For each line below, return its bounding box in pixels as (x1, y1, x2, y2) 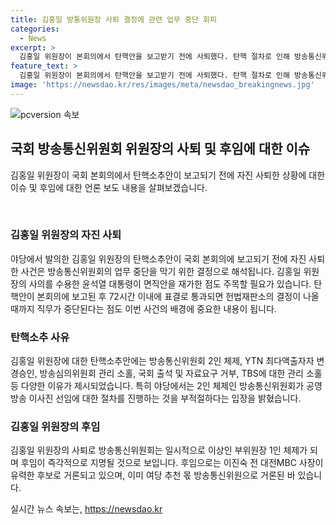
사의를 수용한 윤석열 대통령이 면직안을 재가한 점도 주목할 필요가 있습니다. (28, 277, 312, 290)
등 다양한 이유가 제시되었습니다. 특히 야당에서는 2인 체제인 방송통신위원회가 (10, 380, 305, 392)
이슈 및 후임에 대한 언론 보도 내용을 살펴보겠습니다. (10, 181, 208, 193)
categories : (10, 24, 60, 34)
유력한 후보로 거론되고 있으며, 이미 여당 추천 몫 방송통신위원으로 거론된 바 (10, 469, 296, 481)
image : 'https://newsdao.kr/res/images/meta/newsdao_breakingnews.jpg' (10, 80, 315, 90)
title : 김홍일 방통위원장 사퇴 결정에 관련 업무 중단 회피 (10, 14, 217, 25)
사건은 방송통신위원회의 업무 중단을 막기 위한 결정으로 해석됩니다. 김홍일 (20, 265, 302, 277)
